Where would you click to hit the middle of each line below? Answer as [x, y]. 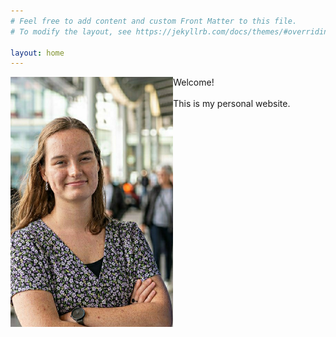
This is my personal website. [232, 104]
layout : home [37, 53]
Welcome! [194, 82]
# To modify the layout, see [71, 31]
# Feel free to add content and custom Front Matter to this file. [154, 21]
